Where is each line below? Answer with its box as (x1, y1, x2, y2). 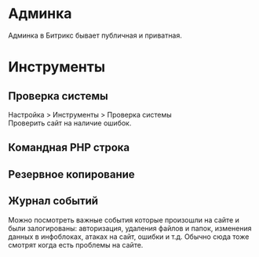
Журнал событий (8, 194, 99, 208)
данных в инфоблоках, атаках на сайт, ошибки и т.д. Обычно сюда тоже (8, 232, 250, 241)
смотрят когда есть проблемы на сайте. (8, 240, 144, 249)
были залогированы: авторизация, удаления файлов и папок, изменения (8, 223, 253, 233)
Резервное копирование (8, 168, 135, 181)
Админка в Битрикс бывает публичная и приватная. (8, 31, 183, 40)
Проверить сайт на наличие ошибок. (8, 118, 132, 128)
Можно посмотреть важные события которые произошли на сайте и (8, 215, 239, 224)
